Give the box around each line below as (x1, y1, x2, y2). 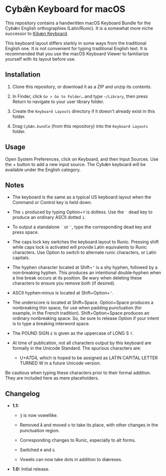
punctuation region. (19, 428, 60, 434)
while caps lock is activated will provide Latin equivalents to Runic (12, 244, 147, 250)
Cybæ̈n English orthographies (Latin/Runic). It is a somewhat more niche (5, 25, 154, 31)
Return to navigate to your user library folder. (12, 98, 105, 104)
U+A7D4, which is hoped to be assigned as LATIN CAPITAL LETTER (19, 355, 158, 361)
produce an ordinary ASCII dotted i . (12, 214, 86, 220)
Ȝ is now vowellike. (19, 412, 58, 418)
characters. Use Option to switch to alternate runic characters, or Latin (12, 250, 157, 256)
